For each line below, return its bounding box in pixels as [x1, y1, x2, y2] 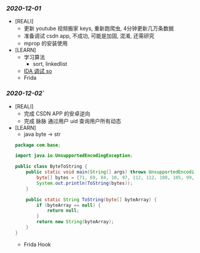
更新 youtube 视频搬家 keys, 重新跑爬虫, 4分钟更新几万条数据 [23, 25, 174, 32]
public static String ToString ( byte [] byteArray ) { [26, 196, 157, 203]
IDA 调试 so [23, 68, 53, 75]
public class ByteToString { [14, 163, 88, 170]
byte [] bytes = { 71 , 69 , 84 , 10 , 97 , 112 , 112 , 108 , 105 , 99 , [36, 175, 195, 181]
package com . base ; [14, 142, 61, 148]
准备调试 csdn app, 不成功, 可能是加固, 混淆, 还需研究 [23, 32, 155, 39]
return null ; [47, 208, 79, 214]
